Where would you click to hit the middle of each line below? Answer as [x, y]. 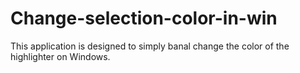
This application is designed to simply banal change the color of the [150, 46]
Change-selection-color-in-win [144, 18]
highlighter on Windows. [60, 56]
